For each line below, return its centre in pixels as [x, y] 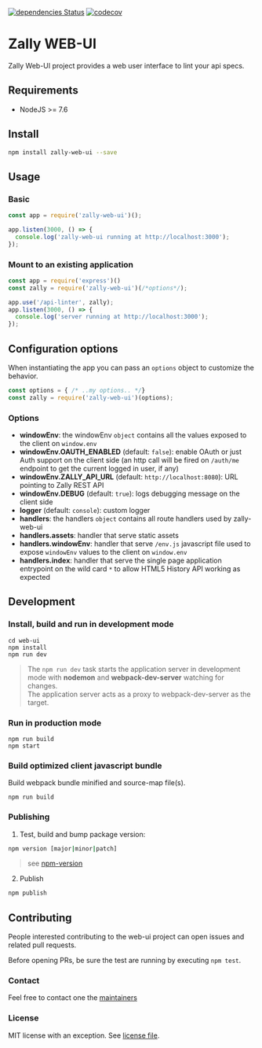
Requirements [43, 90]
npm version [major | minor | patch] [63, 849]
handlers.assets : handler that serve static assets [99, 536]
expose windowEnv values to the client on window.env [103, 552]
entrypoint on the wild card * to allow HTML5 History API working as [130, 569]
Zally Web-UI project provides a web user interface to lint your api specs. [126, 65]
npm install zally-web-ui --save [63, 152]
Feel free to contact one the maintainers [73, 998]
